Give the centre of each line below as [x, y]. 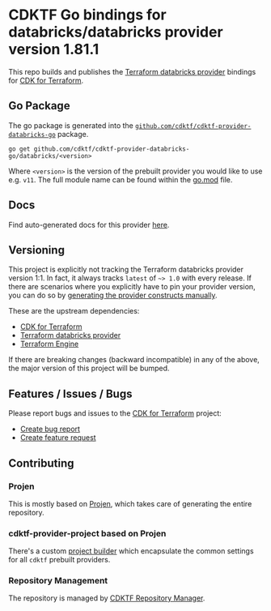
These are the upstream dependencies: [74, 311]
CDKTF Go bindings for [88, 15]
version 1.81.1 [54, 49]
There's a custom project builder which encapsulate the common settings [131, 551]
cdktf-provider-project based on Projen [87, 533]
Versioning [36, 250]
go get [19, 149]
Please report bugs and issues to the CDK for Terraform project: [115, 413]
